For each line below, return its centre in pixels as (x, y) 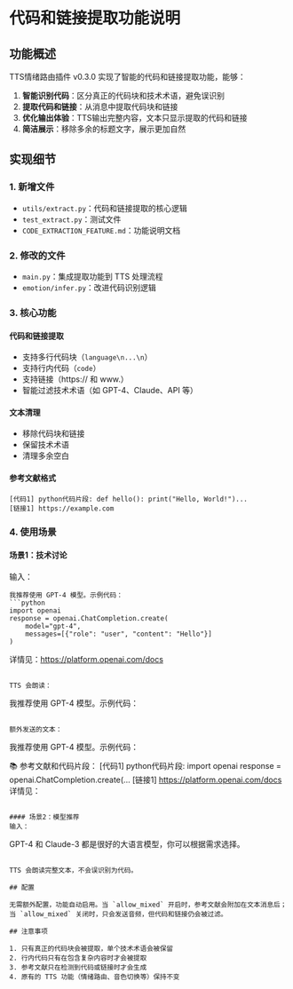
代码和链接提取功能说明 (95, 18)
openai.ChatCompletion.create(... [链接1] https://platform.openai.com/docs (146, 779)
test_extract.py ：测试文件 (71, 219)
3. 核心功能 (33, 313)
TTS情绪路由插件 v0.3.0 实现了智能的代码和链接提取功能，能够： (127, 77)
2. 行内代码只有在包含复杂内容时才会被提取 (78, 958)
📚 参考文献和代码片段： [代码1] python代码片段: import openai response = (146, 765)
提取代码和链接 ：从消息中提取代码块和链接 (100, 107)
